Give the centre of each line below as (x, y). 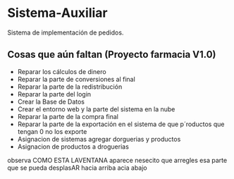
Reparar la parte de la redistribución (70, 87)
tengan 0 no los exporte (52, 131)
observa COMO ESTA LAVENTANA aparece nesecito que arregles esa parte (117, 160)
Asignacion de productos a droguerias (73, 147)
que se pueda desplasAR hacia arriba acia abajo (78, 168)
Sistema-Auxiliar (57, 13)
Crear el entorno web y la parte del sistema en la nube (96, 109)
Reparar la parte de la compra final (68, 116)
